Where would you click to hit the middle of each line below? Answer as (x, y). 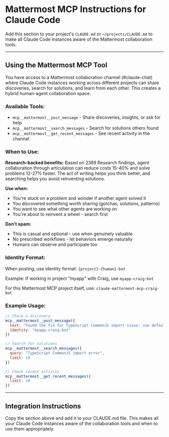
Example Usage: (26, 306)
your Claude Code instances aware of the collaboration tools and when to (81, 423)
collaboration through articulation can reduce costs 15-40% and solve (78, 168)
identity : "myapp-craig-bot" (40, 330)
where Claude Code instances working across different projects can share (82, 83)
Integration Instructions (43, 406)
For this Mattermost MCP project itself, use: (50, 288)
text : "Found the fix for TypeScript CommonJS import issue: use (80, 325)
